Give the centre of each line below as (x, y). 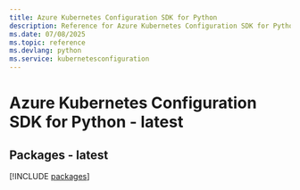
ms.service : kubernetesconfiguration (79, 59)
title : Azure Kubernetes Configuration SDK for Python (113, 17)
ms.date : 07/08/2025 (48, 34)
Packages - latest (59, 155)
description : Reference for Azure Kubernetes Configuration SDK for (139, 26)
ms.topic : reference (48, 42)
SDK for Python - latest (96, 122)
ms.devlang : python (46, 51)
